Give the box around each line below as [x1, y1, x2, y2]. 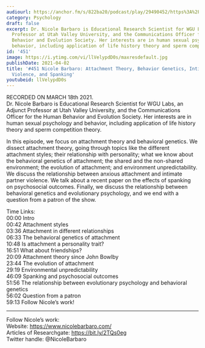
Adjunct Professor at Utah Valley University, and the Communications [6, 107, 181, 114]
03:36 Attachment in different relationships [6, 227, 114, 235]
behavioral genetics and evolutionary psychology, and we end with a [6, 190, 179, 197]
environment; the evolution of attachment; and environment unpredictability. [6, 164, 198, 171]
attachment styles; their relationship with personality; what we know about [6, 151, 193, 158]
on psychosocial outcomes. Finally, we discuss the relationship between [6, 183, 188, 191]
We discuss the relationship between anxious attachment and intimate [6, 170, 183, 177]
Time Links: [6, 208, 35, 215]
